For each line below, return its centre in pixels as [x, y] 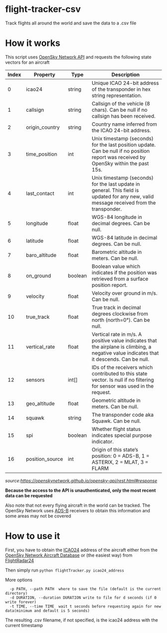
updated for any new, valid [123, 197]
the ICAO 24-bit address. [121, 130]
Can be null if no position [121, 151]
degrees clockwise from [120, 314]
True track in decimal [116, 307]
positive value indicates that [125, 340]
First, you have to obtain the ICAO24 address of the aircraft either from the [82, 550]
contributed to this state [120, 374]
